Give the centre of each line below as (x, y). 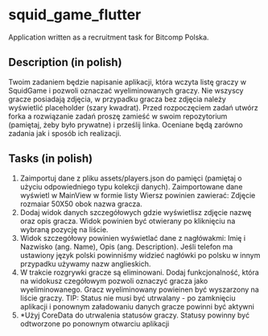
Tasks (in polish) (51, 159)
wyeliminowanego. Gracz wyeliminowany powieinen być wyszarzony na (139, 289)
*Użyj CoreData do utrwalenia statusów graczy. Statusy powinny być (135, 315)
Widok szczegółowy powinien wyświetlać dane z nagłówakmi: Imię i (133, 238)
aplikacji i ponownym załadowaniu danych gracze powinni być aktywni (137, 306)
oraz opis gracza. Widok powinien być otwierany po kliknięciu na (128, 221)
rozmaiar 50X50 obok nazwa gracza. (81, 204)
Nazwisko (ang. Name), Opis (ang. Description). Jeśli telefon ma (126, 247)
